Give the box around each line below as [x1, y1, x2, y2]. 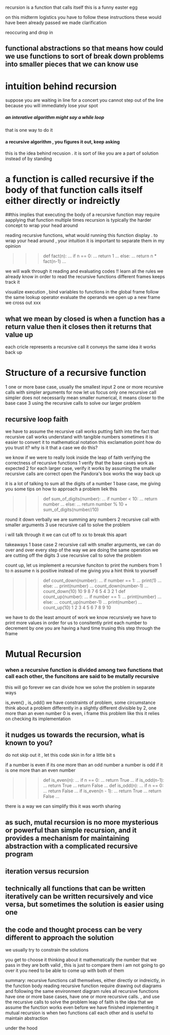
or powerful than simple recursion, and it [5, 826, 137, 835]
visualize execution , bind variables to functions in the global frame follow [5, 289, 159, 295]
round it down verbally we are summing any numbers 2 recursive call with [5, 516, 160, 522]
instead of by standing [5, 155, 52, 162]
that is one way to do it [5, 127, 53, 133]
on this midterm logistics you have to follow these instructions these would [5, 14, 161, 20]
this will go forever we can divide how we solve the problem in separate [5, 684, 155, 691]
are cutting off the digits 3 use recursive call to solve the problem [5, 552, 142, 558]
